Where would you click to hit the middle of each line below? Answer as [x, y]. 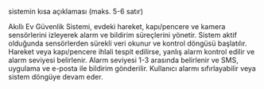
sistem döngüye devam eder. [56, 77]
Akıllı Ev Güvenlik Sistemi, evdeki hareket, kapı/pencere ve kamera [117, 26]
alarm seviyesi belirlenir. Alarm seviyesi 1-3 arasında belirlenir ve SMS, [123, 60]
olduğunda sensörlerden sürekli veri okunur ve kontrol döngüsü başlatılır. [128, 43]
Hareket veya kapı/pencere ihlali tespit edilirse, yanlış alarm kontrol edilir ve [132, 52]
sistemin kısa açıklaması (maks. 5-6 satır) [76, 11]
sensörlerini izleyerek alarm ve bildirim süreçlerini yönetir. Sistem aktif [122, 35]
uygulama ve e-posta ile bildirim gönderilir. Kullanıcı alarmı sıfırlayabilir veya [132, 69]
